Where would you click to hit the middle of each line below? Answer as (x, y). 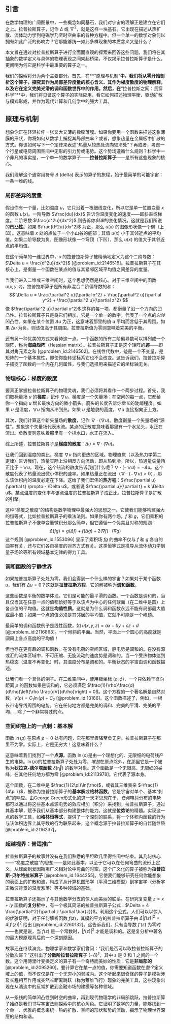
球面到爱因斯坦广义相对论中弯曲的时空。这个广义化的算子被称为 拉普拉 (92, 869)
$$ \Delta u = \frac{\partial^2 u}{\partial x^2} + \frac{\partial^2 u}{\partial (85, 294)
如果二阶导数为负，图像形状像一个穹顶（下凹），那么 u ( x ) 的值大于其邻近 (90, 239)
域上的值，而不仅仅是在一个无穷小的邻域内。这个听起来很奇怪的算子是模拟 (83, 974)
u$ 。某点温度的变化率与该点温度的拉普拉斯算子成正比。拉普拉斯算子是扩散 (84, 493)
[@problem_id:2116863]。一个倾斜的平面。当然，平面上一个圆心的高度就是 (83, 632)
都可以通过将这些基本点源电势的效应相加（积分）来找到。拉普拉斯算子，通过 (85, 804)
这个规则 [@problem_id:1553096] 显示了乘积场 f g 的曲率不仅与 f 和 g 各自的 (84, 539)
